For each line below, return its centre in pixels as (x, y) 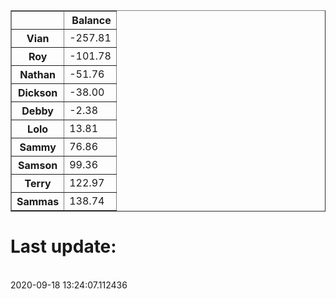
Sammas (38, 201)
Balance (91, 20)
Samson (38, 165)
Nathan (37, 74)
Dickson (37, 92)
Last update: (63, 246)
